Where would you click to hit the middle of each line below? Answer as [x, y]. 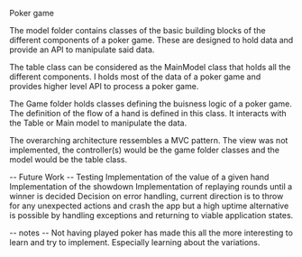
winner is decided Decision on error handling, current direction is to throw [146, 196]
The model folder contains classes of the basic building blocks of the [137, 30]
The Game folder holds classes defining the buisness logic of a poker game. [151, 104]
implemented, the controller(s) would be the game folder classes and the [144, 150]
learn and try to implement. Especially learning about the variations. [135, 242]
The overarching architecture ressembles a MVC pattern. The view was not [149, 140]
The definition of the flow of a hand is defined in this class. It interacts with [148, 113]
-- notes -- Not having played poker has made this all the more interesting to [151, 233]
